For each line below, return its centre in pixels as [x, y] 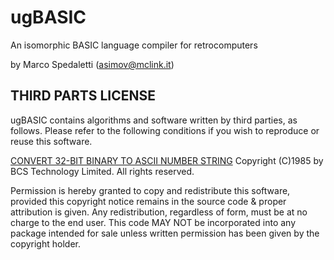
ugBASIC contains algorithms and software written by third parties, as [154, 120]
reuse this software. [51, 141]
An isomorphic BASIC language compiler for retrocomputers [134, 45]
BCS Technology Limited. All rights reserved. [102, 171]
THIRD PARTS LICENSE [83, 96]
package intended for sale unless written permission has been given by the [165, 233]
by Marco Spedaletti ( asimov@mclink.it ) [92, 64]
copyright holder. [45, 243]
